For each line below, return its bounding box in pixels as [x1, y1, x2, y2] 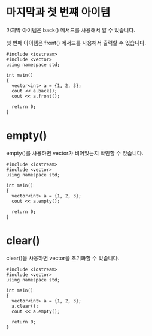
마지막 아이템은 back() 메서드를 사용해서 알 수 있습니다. [6, 26, 136, 34]
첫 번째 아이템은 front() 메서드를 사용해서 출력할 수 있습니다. [6, 39, 147, 46]
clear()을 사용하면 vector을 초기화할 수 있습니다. [6, 254, 120, 262]
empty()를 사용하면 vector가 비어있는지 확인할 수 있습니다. [6, 149, 144, 157]
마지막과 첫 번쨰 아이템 [6, 5, 111, 19]
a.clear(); [11, 303, 39, 309]
